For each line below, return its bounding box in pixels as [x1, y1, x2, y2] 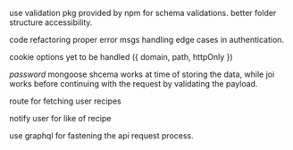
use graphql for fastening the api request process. [9, 130, 194, 141]
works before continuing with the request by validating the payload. [9, 79, 258, 88]
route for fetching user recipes [9, 96, 122, 106]
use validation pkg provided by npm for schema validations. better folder [9, 8, 277, 18]
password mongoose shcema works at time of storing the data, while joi [9, 69, 275, 79]
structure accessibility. [9, 17, 93, 28]
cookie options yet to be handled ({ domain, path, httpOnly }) [9, 52, 234, 62]
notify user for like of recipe [9, 113, 112, 123]
